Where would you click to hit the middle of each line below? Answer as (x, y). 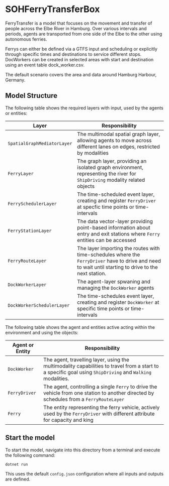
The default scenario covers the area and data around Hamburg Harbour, (81, 74)
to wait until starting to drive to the (118, 267)
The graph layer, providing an (112, 161)
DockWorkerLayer (27, 284)
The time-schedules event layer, (116, 296)
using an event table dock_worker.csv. (45, 65)
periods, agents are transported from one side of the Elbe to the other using (84, 34)
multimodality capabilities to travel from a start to (101, 366)
